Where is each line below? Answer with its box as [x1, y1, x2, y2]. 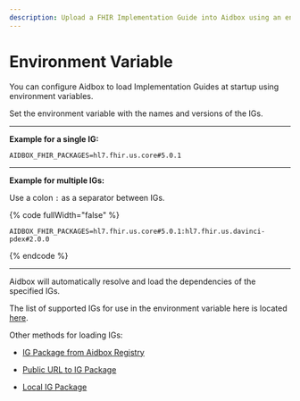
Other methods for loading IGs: [9, 330, 123, 340]
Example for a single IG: [9, 133, 99, 144]
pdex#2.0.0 [9, 234, 50, 244]
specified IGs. [9, 285, 61, 296]
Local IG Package [21, 381, 87, 392]
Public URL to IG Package [21, 363, 117, 375]
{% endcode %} [9, 250, 69, 261]
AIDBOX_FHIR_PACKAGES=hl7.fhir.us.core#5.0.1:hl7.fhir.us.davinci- [9, 227, 266, 236]
